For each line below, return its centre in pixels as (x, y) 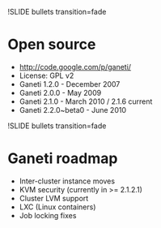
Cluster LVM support (54, 198)
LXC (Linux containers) (57, 207)
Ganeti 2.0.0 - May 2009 (60, 92)
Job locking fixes (48, 215)
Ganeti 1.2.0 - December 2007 (70, 84)
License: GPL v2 (47, 75)
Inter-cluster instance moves (67, 181)
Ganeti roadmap (63, 159)
